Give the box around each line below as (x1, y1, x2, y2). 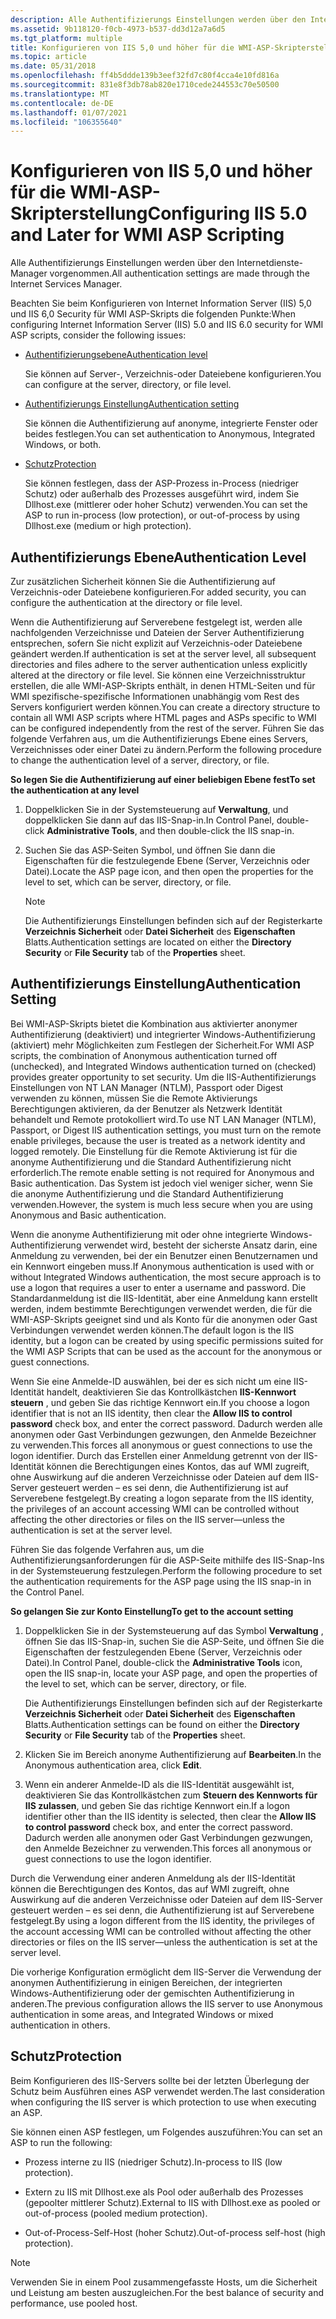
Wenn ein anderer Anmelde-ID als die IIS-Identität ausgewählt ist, (24, 1778, 295, 1790)
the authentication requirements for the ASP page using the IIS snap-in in (10, 1575, 312, 1587)
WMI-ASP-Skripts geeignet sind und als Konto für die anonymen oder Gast (10, 1313, 318, 1325)
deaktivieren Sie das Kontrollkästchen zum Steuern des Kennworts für (24, 1789, 318, 1801)
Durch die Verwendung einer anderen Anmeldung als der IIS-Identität (10, 1872, 296, 1884)
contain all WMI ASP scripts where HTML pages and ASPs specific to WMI (10, 712, 317, 723)
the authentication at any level (10, 784, 140, 796)
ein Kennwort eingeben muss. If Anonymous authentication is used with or (10, 1260, 315, 1272)
